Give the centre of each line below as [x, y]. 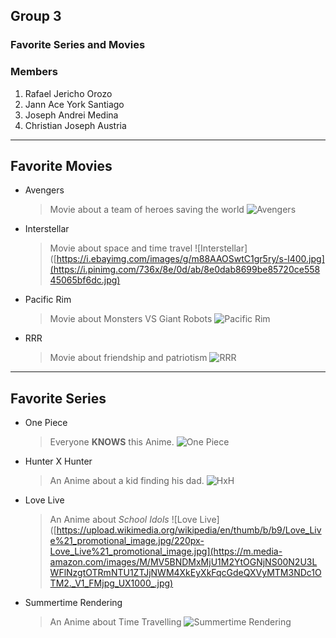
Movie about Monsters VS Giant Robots [131, 319]
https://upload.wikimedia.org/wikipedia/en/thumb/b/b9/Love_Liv [189, 530]
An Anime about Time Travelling [115, 622]
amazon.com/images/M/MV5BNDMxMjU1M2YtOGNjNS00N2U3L [183, 562]
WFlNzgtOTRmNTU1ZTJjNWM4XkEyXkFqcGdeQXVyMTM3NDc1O [185, 573]
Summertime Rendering [73, 603]
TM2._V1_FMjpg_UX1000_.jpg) [111, 583]
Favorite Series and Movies [78, 45]
